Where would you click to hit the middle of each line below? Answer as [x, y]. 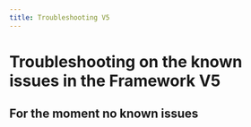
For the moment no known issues [104, 114]
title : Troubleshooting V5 [60, 17]
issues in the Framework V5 [115, 80]
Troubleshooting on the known [126, 61]
